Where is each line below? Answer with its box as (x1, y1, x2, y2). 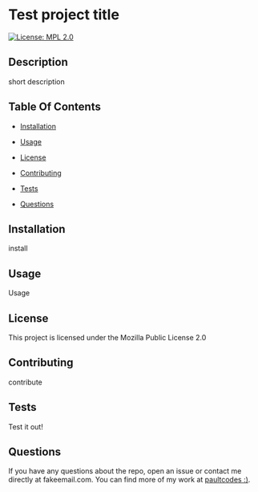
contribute (8, 377, 42, 387)
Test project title (8, 6, 120, 24)
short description (8, 76, 66, 86)
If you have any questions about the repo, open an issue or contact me (8, 466, 242, 476)
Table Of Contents (8, 100, 102, 114)
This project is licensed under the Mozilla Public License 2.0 (8, 333, 207, 342)
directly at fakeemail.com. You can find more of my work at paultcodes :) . (8, 475, 251, 485)
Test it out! (8, 421, 44, 431)
